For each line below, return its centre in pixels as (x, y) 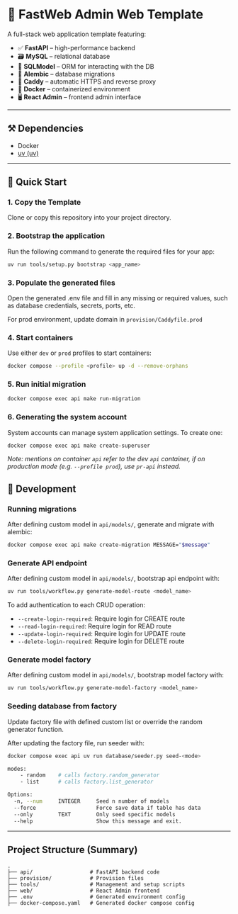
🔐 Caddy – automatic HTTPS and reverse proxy (87, 81)
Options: (20, 795)
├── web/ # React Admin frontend (84, 891)
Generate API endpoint (47, 563)
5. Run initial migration (47, 384)
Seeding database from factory (62, 706)
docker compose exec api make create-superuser (79, 446)
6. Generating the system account (67, 417)
